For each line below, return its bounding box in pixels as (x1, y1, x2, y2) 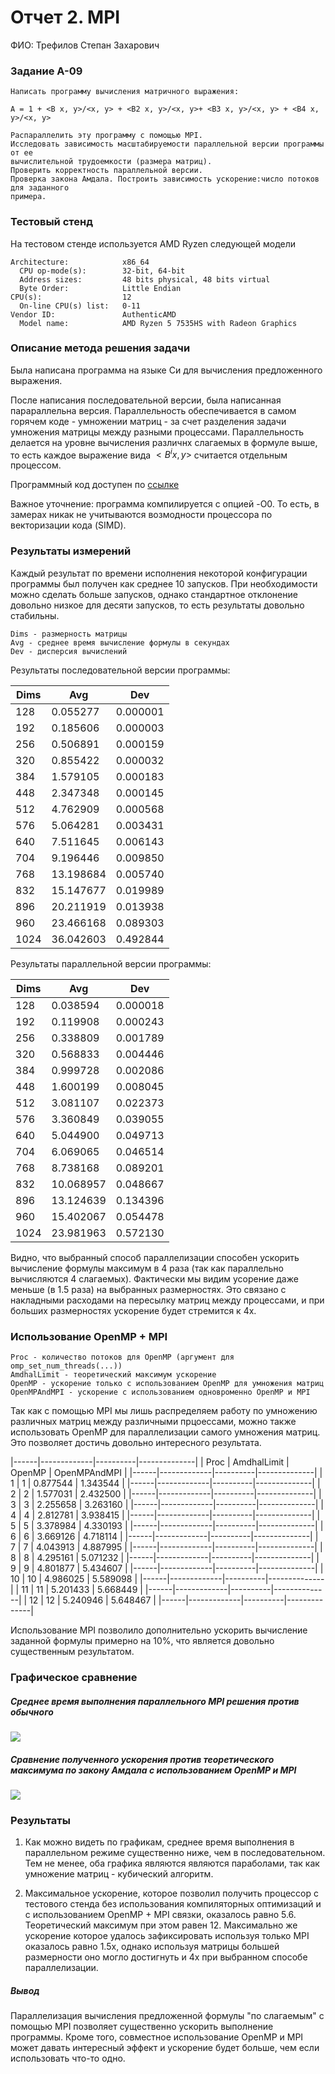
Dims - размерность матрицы (10, 629, 128, 639)
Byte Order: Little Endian (19, 283, 182, 293)
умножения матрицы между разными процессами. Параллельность (10, 426, 305, 438)
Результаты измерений (10, 544, 132, 558)
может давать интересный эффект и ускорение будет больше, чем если (10, 2042, 320, 2054)
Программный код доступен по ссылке (10, 479, 180, 491)
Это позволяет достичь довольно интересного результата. (10, 1437, 262, 1449)
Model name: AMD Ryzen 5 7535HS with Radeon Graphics (19, 318, 298, 328)
